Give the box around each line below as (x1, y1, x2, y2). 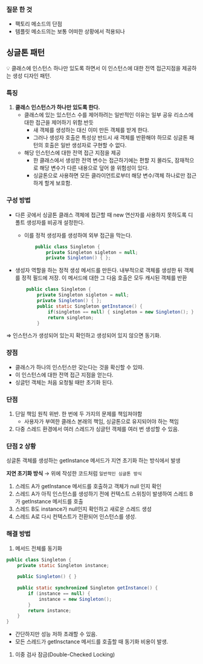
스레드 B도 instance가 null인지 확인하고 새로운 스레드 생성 (14, 505, 152, 513)
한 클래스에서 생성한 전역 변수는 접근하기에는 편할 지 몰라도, (33, 156, 173, 164)
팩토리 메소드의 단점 (14, 20, 62, 28)
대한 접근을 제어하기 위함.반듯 (24, 119, 94, 126)
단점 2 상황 (6, 441, 36, 450)
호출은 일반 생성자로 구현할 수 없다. (44, 141, 127, 149)
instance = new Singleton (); (38, 596, 112, 602)
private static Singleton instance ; (17, 562, 110, 568)
